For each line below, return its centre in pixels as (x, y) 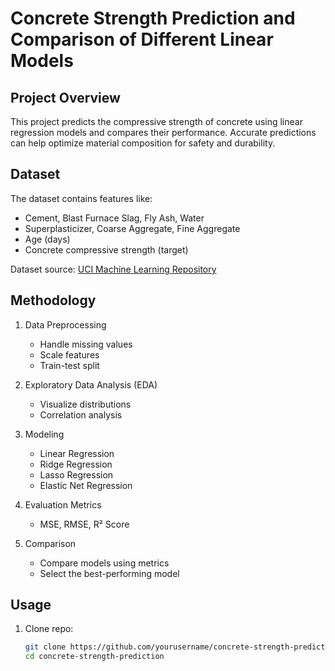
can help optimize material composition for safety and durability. (143, 143)
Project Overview (65, 97)
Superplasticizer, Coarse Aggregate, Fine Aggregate (132, 228)
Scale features (69, 354)
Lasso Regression (76, 474)
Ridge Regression (76, 464)
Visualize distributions (85, 404)
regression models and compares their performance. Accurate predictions (163, 132)
